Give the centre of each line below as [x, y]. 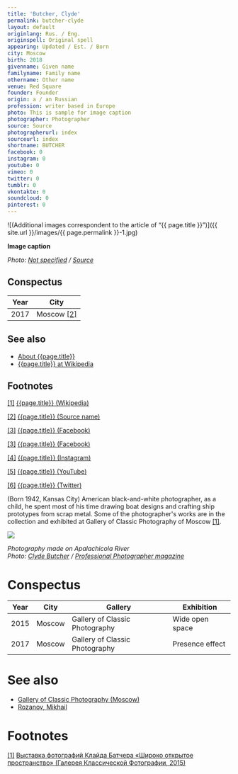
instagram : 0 [27, 159]
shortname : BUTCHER [36, 146]
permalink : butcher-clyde [45, 21]
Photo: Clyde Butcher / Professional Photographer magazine [96, 556]
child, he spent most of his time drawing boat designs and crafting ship [111, 506]
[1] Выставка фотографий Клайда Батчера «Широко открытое [100, 756]
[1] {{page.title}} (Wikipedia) [48, 403]
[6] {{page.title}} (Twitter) [45, 485]
